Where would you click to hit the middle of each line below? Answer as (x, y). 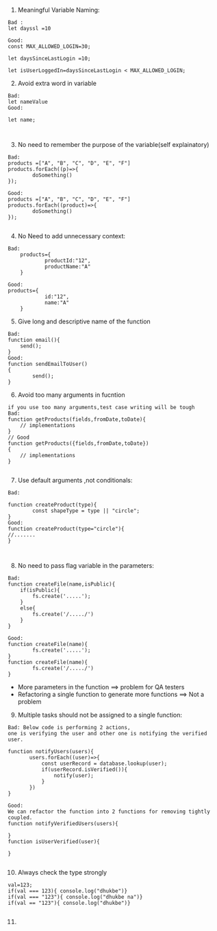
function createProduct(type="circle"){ (66, 529)
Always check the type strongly (62, 872)
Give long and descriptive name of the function (84, 321)
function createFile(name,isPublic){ (62, 584)
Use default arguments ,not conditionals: (75, 480)
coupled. (20, 818)
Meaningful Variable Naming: (59, 10)
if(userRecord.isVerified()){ (85, 770)
